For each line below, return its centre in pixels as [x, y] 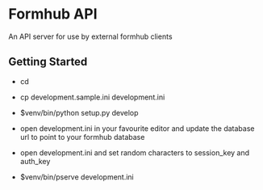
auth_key [35, 161]
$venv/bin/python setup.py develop [79, 112]
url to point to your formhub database [82, 137]
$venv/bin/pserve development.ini [77, 177]
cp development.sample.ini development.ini [92, 97]
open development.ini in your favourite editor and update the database [137, 128]
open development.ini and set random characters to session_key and [135, 152]
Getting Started [48, 62]
